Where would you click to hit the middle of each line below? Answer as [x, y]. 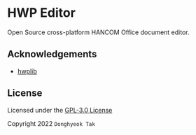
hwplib [27, 71]
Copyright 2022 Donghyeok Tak [51, 123]
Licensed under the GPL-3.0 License [60, 110]
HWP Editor [41, 13]
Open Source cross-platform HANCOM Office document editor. [98, 32]
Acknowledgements [52, 54]
